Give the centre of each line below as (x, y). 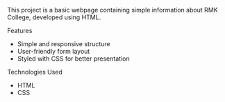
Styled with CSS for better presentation (73, 59)
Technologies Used (35, 72)
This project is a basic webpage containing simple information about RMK (112, 10)
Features (20, 31)
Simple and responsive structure (64, 44)
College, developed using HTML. (54, 17)
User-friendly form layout (53, 51)
